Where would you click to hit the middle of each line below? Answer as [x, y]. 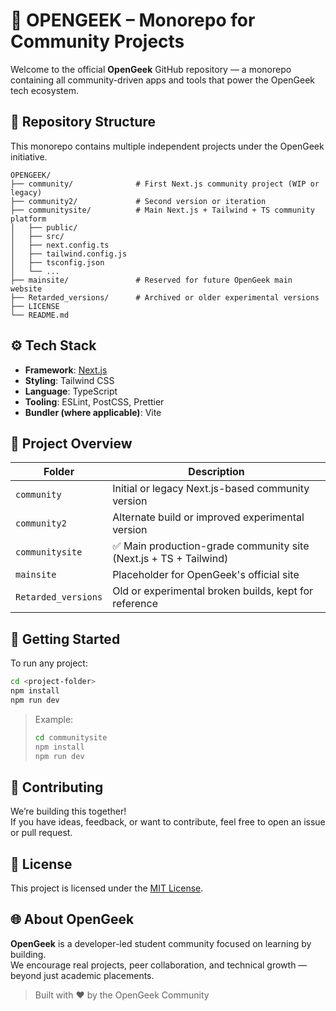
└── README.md [40, 315]
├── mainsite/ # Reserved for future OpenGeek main [151, 280]
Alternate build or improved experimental [208, 517]
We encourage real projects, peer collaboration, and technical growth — [159, 965]
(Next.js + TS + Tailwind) [170, 559]
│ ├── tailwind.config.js [69, 254]
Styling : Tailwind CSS [69, 380]
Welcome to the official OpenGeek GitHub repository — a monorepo [151, 69]
